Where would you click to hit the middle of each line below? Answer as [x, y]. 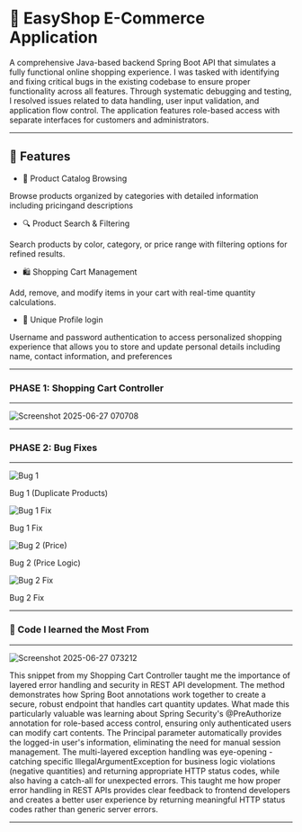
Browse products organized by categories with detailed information [134, 195]
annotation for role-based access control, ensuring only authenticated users [151, 723]
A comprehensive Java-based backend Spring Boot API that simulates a [142, 62]
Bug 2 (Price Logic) [45, 563]
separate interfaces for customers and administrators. [109, 120]
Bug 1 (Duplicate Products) [59, 493]
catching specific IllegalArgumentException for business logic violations [142, 761]
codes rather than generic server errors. [84, 809]
